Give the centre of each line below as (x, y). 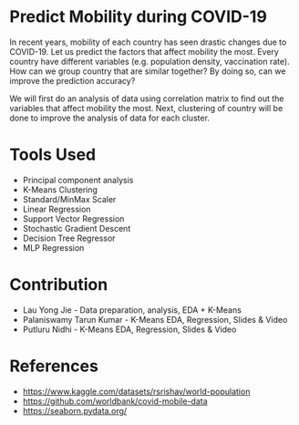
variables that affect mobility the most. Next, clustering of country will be (146, 108)
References (54, 366)
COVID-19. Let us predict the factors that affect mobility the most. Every (144, 51)
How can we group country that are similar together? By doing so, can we (148, 71)
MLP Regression (53, 247)
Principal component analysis (78, 180)
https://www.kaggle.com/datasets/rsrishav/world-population (136, 391)
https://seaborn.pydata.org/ (75, 410)
